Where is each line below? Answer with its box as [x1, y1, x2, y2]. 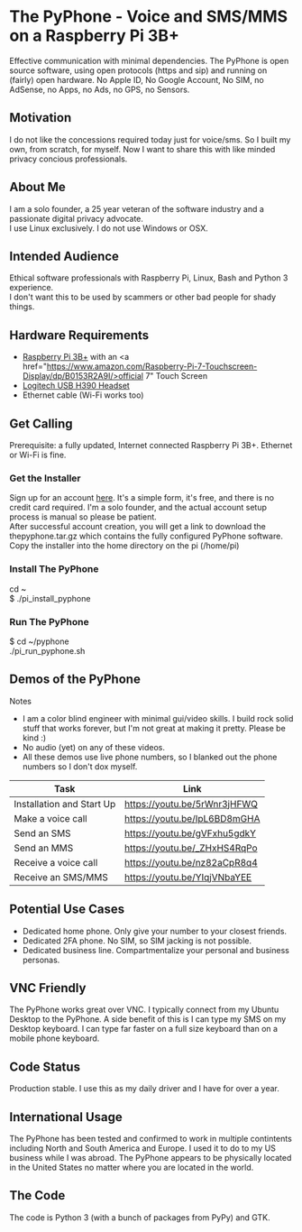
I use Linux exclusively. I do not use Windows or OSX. [9, 223, 209, 234]
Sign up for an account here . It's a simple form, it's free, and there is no [9, 492, 275, 503]
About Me [9, 179, 66, 195]
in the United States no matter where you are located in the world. [9, 1162, 254, 1172]
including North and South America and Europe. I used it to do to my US [9, 1143, 277, 1154]
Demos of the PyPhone [9, 672, 142, 687]
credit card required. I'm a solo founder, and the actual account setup [9, 502, 268, 513]
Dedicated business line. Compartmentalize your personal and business [22, 944, 290, 955]
